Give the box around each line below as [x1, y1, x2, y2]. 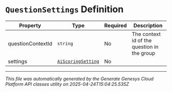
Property [18, 22, 41, 29]
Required [104, 22, 127, 29]
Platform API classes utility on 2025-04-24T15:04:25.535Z [5, 81, 130, 87]
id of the [132, 37, 152, 44]
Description [133, 22, 163, 29]
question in [132, 43, 159, 50]
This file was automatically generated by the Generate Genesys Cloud [5, 75, 154, 82]
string [57, 41, 73, 46]
